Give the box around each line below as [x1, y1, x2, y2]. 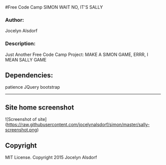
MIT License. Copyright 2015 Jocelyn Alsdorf [5, 155, 97, 161]
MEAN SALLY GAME [5, 56, 47, 62]
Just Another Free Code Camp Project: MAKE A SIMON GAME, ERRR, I [5, 52, 148, 57]
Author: [5, 16, 24, 23]
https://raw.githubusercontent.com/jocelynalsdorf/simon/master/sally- [6, 121, 150, 128]
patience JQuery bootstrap [5, 84, 60, 90]
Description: [5, 40, 36, 47]
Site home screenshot [5, 103, 74, 111]
